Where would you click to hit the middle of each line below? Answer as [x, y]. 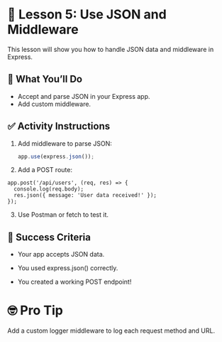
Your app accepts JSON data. [61, 255]
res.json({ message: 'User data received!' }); [85, 196]
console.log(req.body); [49, 189]
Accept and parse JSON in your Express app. [84, 96]
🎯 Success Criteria [49, 237]
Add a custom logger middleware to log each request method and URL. [111, 331]
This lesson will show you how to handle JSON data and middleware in [111, 49]
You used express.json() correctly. [68, 268]
